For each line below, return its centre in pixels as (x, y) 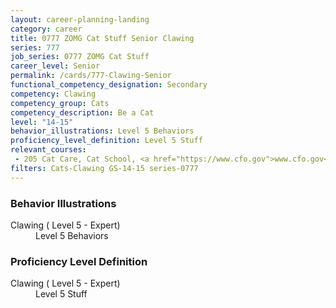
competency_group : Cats (60, 103)
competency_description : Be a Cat (82, 112)
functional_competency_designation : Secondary (109, 85)
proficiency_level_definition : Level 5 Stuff (106, 141)
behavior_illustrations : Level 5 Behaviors (102, 131)
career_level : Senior (55, 66)
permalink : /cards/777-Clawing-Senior (91, 76)
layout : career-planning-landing (80, 19)
